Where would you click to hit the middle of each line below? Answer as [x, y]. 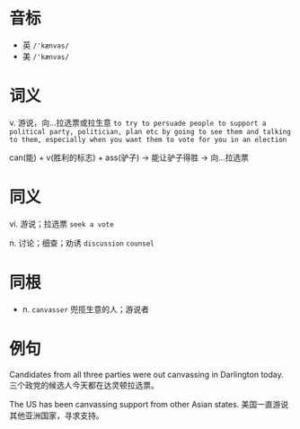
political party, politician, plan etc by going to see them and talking [150, 131]
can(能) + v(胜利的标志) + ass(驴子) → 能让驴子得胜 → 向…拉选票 [129, 157]
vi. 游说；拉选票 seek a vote [62, 223]
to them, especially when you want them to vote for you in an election [148, 139]
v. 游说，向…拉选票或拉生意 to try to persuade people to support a [138, 122]
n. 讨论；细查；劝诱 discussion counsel [82, 243]
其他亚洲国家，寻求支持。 [57, 416]
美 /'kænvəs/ [46, 56]
